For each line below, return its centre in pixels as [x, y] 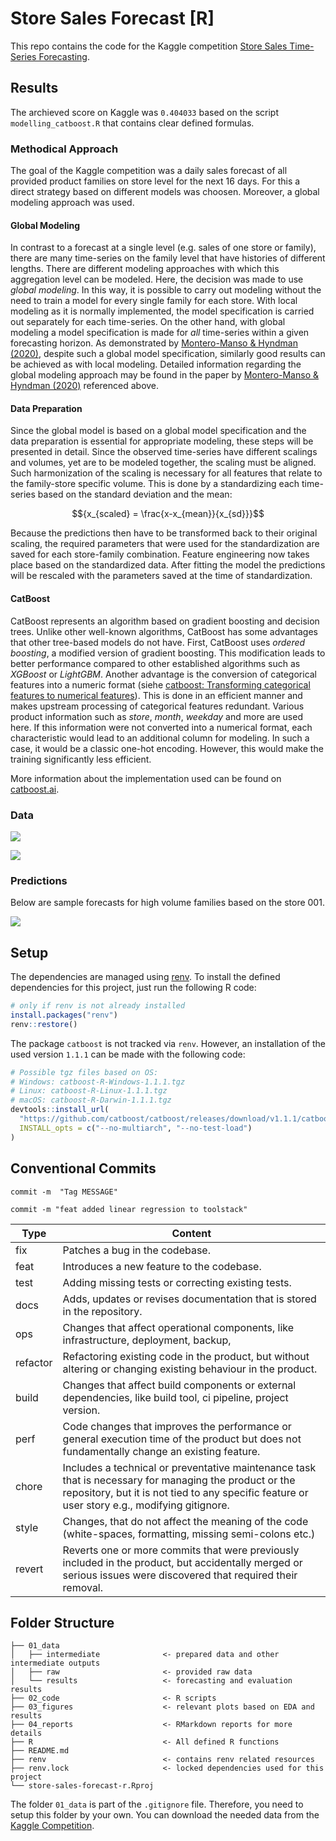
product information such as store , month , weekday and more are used [156, 716]
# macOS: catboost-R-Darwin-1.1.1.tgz [91, 1100]
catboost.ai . [35, 789]
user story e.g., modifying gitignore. [146, 1505]
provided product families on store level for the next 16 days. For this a [155, 181]
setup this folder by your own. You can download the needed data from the [165, 1815]
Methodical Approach [64, 149]
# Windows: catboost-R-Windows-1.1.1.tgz [98, 1082]
